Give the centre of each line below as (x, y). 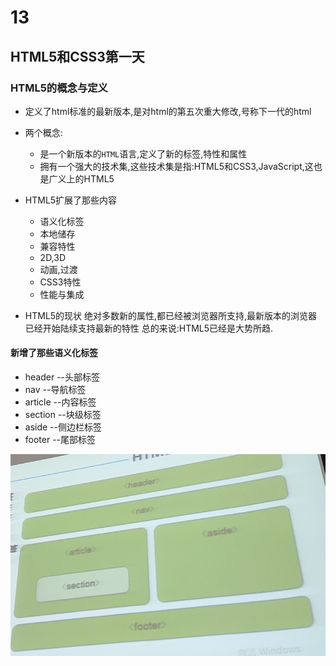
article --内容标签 (60, 402)
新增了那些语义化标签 (54, 353)
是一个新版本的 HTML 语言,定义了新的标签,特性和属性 (143, 153)
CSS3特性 (60, 282)
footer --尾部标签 (60, 440)
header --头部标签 (62, 377)
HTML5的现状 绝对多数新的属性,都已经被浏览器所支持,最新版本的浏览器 (171, 315)
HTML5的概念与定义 (59, 88)
